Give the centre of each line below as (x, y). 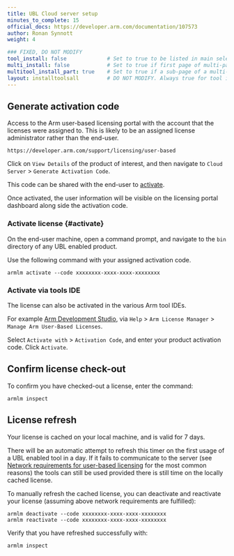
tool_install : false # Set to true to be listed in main (110, 59)
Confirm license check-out (67, 369)
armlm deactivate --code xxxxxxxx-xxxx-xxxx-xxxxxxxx (87, 513)
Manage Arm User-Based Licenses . (55, 326)
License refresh (42, 420)
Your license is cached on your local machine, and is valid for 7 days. (106, 437)
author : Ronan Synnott (40, 33)
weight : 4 (22, 40)
